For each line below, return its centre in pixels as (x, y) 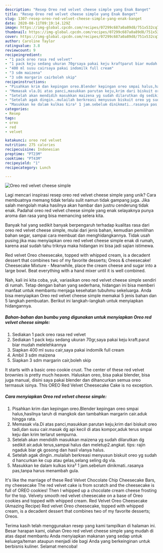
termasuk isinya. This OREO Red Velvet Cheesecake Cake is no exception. (79, 385)
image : (12, 28)
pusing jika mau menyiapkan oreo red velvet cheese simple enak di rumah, (80, 241)
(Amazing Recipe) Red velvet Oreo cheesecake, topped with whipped (74, 506)
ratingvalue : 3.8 (23, 46)
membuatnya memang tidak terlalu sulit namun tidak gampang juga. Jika (77, 200)
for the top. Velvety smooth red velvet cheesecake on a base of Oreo (74, 496)
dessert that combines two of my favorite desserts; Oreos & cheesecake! (78, 260)
